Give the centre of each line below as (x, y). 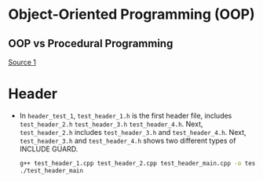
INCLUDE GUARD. (49, 149)
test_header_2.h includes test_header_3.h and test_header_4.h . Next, (133, 132)
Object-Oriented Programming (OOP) (131, 15)
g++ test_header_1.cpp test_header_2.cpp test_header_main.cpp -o (130, 163)
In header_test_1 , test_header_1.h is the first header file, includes (126, 115)
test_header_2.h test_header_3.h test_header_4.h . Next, (111, 124)
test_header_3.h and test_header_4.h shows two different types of (128, 140)
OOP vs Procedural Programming (91, 44)
